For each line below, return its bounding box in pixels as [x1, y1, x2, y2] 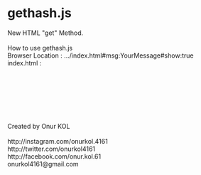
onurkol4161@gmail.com [7, 159, 80, 168]
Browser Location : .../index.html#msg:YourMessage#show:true [7, 51, 194, 60]
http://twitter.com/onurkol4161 [7, 144, 96, 153]
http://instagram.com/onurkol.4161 [7, 137, 108, 145]
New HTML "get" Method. [7, 28, 84, 37]
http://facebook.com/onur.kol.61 [7, 152, 102, 161]
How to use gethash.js [7, 43, 73, 52]
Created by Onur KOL [7, 122, 70, 130]
